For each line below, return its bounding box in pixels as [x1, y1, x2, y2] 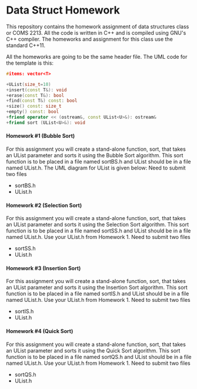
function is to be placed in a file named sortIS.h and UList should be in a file [6, 290, 189, 297]
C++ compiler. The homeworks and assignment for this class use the [6, 35, 173, 42]
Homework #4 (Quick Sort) [6, 328, 74, 335]
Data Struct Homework [6, 4, 121, 17]
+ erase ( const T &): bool [6, 92, 65, 98]
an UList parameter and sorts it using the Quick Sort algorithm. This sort [6, 347, 181, 354]
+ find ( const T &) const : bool [6, 98, 78, 104]
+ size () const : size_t [6, 104, 62, 109]
